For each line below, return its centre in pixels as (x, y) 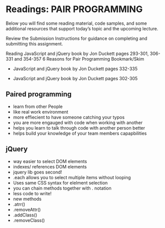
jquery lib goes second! (38, 172)
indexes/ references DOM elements (50, 166)
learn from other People (38, 106)
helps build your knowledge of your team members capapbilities (80, 133)
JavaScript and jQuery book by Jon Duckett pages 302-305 (75, 78)
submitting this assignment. (35, 43)
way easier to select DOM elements (50, 161)
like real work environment (41, 111)
